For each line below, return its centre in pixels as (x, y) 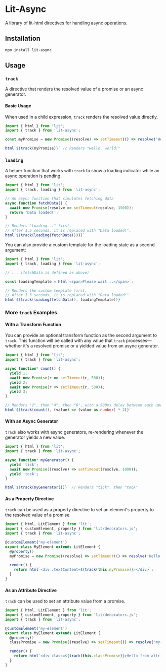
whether (14, 346)
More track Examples (31, 313)
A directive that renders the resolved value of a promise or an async (74, 89)
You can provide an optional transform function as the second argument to (81, 336)
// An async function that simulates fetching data (59, 199)
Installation (23, 38)
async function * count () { (33, 369)
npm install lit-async (28, 50)
